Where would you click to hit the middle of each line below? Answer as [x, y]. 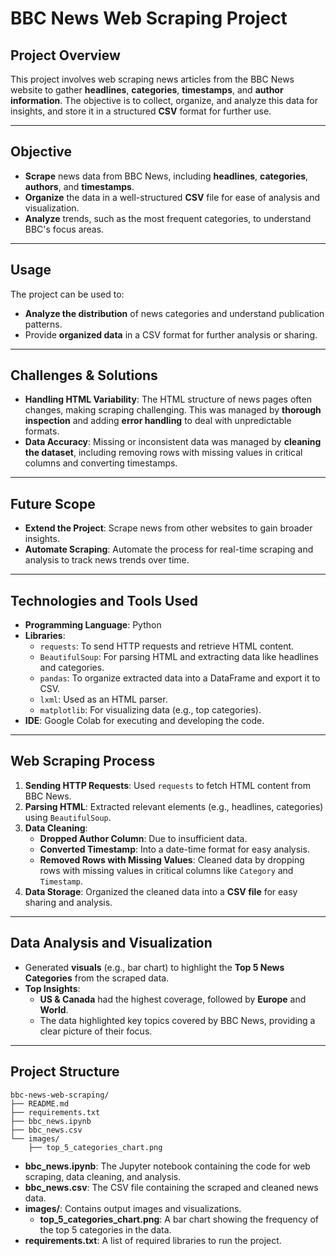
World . [54, 1009]
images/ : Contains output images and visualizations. [133, 1208]
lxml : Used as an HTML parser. [103, 699]
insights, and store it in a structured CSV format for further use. [141, 111]
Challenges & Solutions [84, 375]
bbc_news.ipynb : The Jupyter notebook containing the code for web [167, 1166]
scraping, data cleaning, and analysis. [103, 1176]
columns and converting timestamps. [101, 463]
